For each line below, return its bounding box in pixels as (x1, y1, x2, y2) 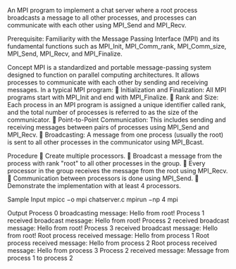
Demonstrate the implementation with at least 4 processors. (7, 182, 181, 189)
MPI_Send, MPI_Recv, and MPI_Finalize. (7, 49, 123, 58)
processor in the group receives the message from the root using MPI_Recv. (7, 167, 228, 175)
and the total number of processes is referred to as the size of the (7, 108, 199, 116)
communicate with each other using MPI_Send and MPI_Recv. (7, 21, 187, 29)
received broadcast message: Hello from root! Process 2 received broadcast (7, 216, 230, 225)
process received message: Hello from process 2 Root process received (7, 239, 217, 247)
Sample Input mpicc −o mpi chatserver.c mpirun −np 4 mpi (7, 195, 178, 204)
